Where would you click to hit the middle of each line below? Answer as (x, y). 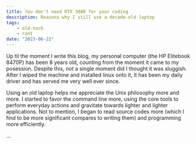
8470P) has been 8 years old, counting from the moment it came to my (93, 62)
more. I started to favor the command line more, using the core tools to (92, 99)
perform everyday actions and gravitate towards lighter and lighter (87, 105)
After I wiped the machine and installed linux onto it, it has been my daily (94, 75)
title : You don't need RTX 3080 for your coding (67, 12)
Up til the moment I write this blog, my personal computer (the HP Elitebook (98, 56)
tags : (13, 23)
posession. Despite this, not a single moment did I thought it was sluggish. (97, 68)
